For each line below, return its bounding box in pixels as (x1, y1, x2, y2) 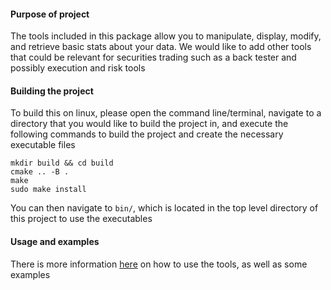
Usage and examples (10, 236, 100, 247)
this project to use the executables (10, 213, 153, 225)
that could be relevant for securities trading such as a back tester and (10, 51, 297, 64)
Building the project (10, 85, 94, 97)
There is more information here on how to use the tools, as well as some (10, 258, 308, 270)
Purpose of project (10, 8, 90, 20)
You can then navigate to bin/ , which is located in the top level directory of (10, 202, 319, 214)
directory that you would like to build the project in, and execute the (10, 118, 289, 130)
